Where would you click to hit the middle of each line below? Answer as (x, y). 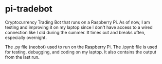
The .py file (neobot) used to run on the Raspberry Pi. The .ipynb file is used (81, 47)
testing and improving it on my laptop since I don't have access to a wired (79, 27)
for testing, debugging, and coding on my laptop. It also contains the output (81, 52)
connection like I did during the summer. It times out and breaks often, (75, 32)
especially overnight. (26, 38)
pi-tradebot (29, 9)
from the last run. (22, 57)
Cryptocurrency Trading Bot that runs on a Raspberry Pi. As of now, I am (78, 22)
